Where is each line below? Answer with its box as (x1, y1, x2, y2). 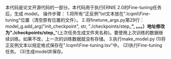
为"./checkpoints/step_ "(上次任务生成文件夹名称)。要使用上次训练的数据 (5, 30, 159, 35)
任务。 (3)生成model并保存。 (5, 48, 66, 54)
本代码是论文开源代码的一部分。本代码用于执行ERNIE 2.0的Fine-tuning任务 (5, 5, 162, 10)
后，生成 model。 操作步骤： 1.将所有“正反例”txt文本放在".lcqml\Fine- (5, 11, 151, 17)
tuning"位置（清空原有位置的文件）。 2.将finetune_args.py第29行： (5, 17, 145, 23)
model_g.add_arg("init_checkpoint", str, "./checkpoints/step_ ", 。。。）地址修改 (5, 23, 165, 29)
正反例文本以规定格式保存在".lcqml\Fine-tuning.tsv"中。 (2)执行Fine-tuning (5, 42, 162, 48)
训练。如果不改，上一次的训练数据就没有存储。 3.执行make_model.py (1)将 (9, 36, 166, 42)
